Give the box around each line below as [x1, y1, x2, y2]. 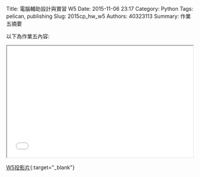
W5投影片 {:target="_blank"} [6, 164, 75, 171]
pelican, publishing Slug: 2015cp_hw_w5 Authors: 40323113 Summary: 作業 [6, 13, 192, 20]
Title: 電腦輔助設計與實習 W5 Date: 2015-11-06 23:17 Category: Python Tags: [6, 5, 193, 12]
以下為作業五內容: [6, 33, 50, 40]
